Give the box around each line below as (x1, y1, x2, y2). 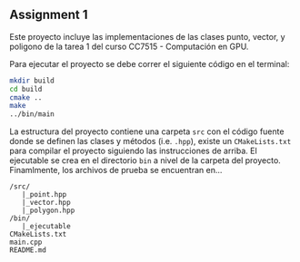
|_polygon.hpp (21, 206, 75, 216)
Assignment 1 (9, 7, 88, 23)
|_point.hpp (21, 190, 67, 199)
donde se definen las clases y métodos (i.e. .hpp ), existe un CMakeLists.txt (9, 136, 292, 147)
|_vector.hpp (21, 199, 71, 208)
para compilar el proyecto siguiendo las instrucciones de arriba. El (9, 145, 257, 157)
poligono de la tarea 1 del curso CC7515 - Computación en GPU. (9, 41, 249, 52)
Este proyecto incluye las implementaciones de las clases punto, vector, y (9, 31, 285, 42)
